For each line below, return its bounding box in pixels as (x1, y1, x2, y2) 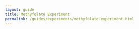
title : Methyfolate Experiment (5, 12, 70, 17)
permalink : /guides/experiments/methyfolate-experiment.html (5, 16, 135, 21)
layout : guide (5, 7, 35, 12)
